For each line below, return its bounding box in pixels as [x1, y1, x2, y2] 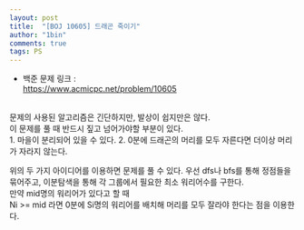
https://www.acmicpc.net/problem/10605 [22, 84, 177, 95]
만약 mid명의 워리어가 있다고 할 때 [9, 188, 130, 199]
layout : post [9, 13, 59, 23]
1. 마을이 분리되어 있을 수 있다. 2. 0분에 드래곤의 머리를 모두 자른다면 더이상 [9, 135, 276, 145]
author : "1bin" [9, 30, 67, 39]
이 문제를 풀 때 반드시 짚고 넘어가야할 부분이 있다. [9, 124, 184, 135]
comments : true [9, 38, 67, 48]
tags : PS [9, 47, 43, 56]
